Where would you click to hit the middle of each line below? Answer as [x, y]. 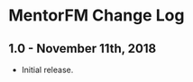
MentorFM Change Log [96, 16]
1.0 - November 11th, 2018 [83, 49]
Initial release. [47, 70]
